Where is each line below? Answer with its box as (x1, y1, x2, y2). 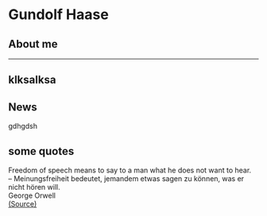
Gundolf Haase (8, 6, 109, 24)
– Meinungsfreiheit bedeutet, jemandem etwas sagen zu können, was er (8, 174, 245, 183)
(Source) (8, 199, 37, 209)
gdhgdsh (8, 121, 38, 131)
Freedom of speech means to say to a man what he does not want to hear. (8, 165, 252, 175)
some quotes (8, 145, 75, 158)
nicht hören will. (8, 183, 61, 192)
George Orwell (8, 191, 56, 200)
